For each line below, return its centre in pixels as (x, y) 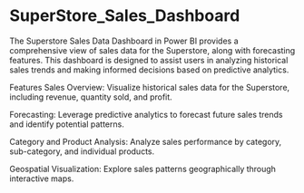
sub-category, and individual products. (82, 151)
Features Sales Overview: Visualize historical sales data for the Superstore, (150, 87)
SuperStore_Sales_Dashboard (125, 16)
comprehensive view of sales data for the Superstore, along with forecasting (152, 50)
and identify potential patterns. (67, 124)
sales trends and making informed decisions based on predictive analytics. (149, 70)
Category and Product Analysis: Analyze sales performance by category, (146, 141)
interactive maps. (42, 179)
